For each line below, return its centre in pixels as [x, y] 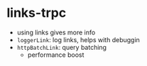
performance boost [56, 55]
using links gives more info [56, 32]
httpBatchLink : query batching [62, 47]
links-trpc [37, 13]
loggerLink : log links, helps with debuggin [78, 39]
